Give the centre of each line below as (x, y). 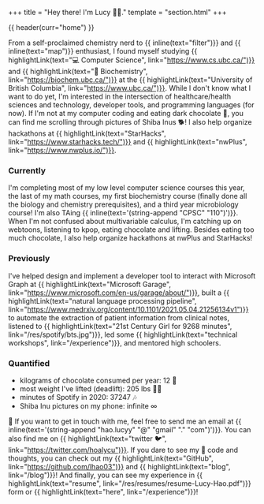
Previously (29, 259)
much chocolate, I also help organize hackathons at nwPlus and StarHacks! (130, 238)
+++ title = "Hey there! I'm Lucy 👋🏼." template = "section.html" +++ (117, 12)
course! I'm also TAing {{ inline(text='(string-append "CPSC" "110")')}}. (123, 213)
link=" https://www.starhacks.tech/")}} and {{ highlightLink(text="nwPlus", (128, 142)
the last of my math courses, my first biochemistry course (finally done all (128, 196)
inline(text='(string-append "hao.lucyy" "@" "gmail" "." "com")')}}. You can (130, 429)
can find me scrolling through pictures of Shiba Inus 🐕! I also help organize (130, 122)
